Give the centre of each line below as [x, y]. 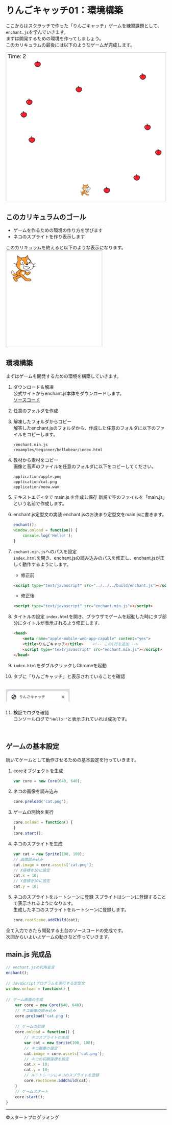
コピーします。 [42, 434]
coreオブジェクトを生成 [38, 771]
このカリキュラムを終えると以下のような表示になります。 [66, 248]
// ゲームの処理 [30, 1027]
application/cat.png [35, 482]
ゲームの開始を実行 [33, 812]
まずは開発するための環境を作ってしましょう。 [55, 38]
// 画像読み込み [28, 859]
